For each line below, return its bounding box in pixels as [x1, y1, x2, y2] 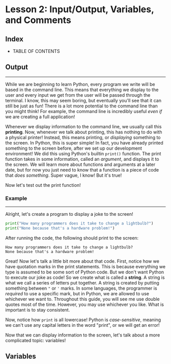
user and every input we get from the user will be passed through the [5, 92, 151, 98]
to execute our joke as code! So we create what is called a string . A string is [5, 274, 165, 281]
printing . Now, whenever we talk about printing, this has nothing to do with [5, 129, 162, 135]
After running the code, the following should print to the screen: [5, 235, 139, 241]
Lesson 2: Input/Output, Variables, [5, 4, 154, 15]
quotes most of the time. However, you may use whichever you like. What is [5, 301, 164, 307]
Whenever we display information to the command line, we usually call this [5, 123, 162, 129]
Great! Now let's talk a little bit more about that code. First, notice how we [5, 258, 159, 264]
